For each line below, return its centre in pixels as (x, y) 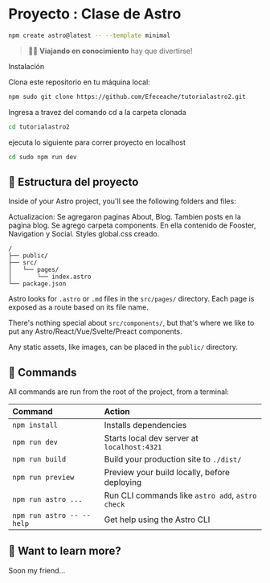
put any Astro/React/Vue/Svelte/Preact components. (95, 331)
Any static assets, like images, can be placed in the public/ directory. (123, 347)
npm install (35, 425)
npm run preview (43, 478)
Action (117, 412)
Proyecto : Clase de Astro (95, 14)
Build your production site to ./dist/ (173, 459)
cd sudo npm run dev (43, 157)
